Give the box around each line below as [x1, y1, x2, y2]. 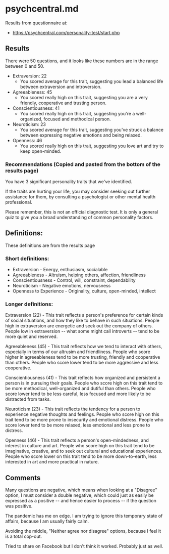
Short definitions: [5, 255, 49, 262]
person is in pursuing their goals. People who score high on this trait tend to [5, 380, 163, 386]
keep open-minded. [20, 148, 62, 154]
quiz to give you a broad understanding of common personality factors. [5, 215, 154, 221]
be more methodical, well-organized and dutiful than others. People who [5, 386, 156, 392]
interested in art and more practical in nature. [5, 459, 99, 465]
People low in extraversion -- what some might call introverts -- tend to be [5, 328, 160, 334]
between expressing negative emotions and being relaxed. [20, 132, 142, 138]
